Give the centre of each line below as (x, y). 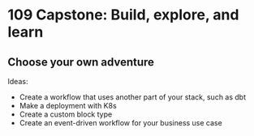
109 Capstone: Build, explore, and (123, 15)
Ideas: (18, 81)
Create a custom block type (66, 114)
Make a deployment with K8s (68, 106)
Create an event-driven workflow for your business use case (121, 123)
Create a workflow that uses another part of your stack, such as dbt (133, 97)
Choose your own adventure (81, 62)
